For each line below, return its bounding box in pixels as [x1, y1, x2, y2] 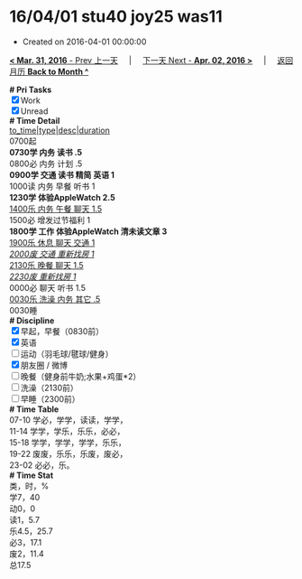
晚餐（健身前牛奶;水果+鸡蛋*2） [21, 370, 142, 381]
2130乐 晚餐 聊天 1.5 [9, 259, 84, 270]
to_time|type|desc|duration [9, 125, 110, 135]
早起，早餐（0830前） [21, 325, 104, 336]
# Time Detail [9, 115, 60, 126]
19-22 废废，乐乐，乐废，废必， [9, 448, 128, 459]
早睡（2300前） [21, 393, 80, 404]
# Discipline [9, 314, 55, 326]
